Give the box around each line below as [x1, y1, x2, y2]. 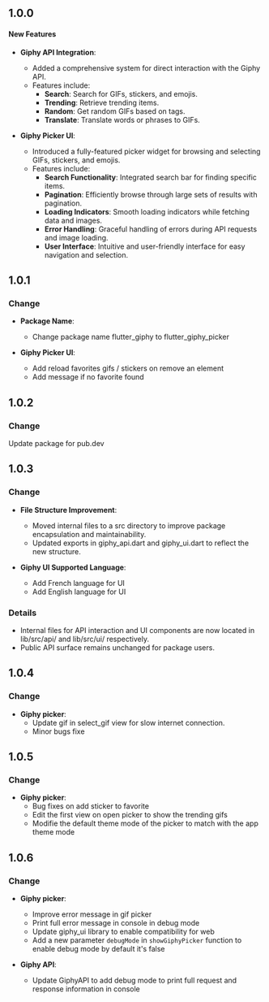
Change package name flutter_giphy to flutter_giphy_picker [32, 332, 229, 342]
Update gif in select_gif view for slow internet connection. [32, 718, 225, 727]
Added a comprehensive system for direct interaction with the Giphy [32, 63, 261, 72]
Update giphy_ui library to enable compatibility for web [32, 926, 215, 937]
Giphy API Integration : [19, 47, 96, 57]
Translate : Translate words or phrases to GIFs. [44, 115, 200, 124]
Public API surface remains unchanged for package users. [19, 642, 215, 653]
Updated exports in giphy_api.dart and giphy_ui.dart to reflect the [32, 538, 250, 548]
